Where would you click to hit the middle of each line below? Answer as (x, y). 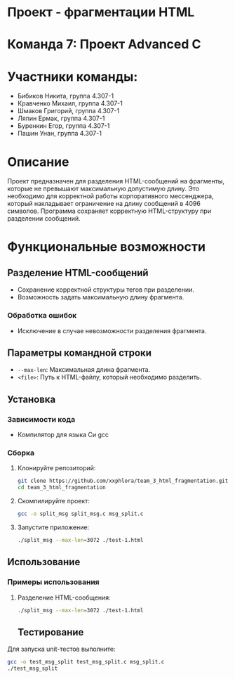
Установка (32, 399)
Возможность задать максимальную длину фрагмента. (101, 297)
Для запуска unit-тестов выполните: (61, 649)
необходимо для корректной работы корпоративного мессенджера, (110, 196)
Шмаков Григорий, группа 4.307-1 (68, 111)
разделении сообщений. (44, 219)
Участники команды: (73, 76)
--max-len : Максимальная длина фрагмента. (84, 370)
